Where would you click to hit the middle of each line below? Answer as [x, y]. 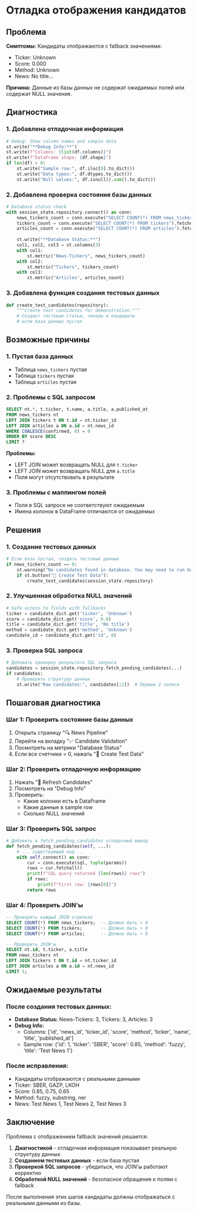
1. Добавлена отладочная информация [65, 129]
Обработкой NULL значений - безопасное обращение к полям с [96, 1179]
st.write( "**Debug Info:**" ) [42, 147]
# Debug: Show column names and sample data [61, 141]
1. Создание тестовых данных [51, 546]
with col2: [30, 261]
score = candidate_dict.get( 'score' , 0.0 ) [59, 619]
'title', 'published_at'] [48, 1038]
